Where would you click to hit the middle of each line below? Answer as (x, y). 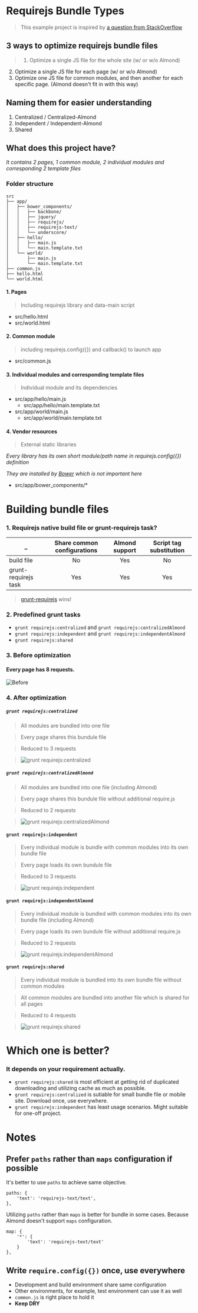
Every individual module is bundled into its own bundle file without (101, 980)
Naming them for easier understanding (79, 103)
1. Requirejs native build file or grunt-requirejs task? (82, 527)
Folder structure (30, 184)
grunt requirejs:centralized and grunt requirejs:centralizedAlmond (100, 627)
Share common (76, 543)
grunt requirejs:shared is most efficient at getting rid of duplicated (97, 1082)
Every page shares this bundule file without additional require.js (98, 799)
